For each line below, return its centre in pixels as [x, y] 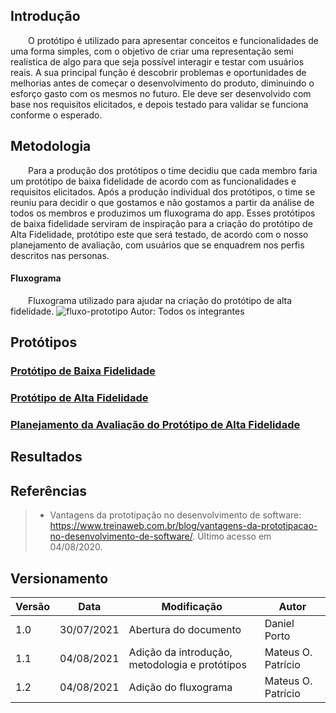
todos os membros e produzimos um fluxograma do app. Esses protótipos [163, 213]
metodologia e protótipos [187, 664]
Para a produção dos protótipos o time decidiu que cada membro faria [173, 170]
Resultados [46, 457]
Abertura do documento [185, 629]
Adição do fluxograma [180, 687]
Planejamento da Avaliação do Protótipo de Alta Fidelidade [155, 424]
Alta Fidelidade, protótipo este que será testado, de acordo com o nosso [159, 234]
